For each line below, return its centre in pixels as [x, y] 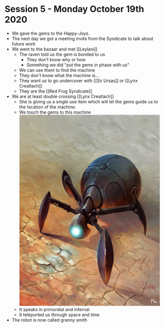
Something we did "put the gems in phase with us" [78, 65]
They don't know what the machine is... [59, 75]
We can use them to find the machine [57, 70]
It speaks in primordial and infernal [54, 310]
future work [24, 44]
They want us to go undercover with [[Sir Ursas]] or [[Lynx [78, 81]
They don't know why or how [56, 59]
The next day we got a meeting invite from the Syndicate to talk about [82, 39]
